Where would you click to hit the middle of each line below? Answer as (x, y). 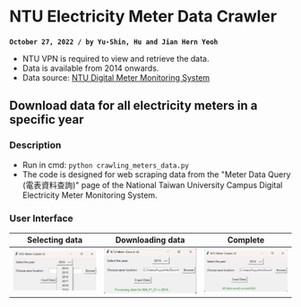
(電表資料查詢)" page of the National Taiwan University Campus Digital (152, 184)
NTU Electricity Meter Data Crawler (143, 17)
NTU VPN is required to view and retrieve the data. (116, 58)
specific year (47, 119)
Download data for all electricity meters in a (133, 106)
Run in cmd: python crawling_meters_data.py (106, 165)
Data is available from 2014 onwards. (90, 68)
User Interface (41, 218)
